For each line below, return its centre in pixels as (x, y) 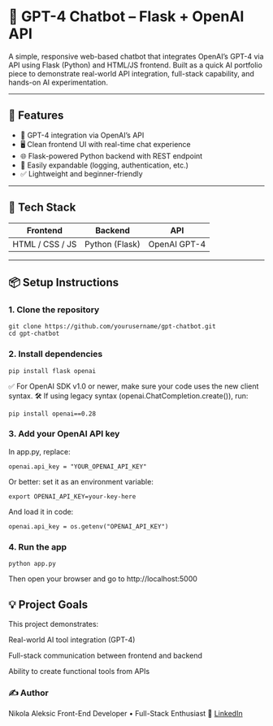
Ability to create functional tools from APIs (79, 671)
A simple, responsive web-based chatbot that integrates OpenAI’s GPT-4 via (136, 56)
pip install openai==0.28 (52, 414)
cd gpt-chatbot (34, 334)
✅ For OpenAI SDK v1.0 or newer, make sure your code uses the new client (134, 386)
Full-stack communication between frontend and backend (106, 655)
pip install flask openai (52, 371)
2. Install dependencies (56, 354)
